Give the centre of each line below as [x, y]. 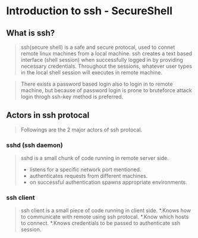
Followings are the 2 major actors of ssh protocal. [81, 130]
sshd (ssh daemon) [35, 145]
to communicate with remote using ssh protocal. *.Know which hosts [105, 217]
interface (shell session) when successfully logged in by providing [102, 60]
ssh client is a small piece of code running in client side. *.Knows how [106, 211]
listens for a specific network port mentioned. [85, 170]
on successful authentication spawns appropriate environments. [108, 182]
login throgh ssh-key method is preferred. [72, 97]
